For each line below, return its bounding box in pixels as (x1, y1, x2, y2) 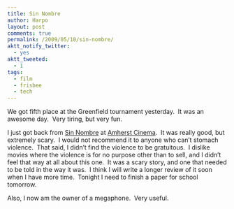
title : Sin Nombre (7, 10, 61, 17)
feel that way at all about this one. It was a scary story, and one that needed (7, 158, 227, 166)
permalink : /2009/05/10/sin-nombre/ (7, 36, 114, 43)
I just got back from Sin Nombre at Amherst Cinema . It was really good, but (7, 129, 225, 137)
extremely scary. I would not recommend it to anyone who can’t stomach (7, 136, 219, 144)
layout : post (7, 23, 45, 30)
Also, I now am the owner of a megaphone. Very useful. (7, 194, 169, 203)
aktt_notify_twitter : (7, 43, 71, 50)
